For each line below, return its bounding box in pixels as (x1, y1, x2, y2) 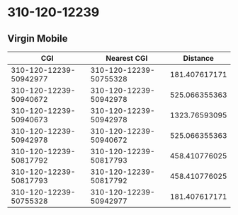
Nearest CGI (106, 54, 148, 63)
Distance (183, 54, 215, 63)
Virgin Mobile (7, 33, 68, 45)
